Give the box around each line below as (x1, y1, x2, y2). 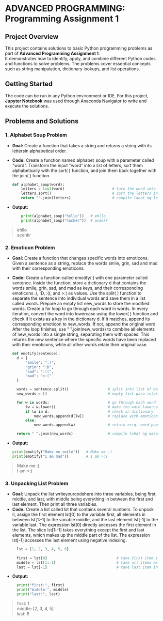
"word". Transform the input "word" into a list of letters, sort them (12, 162, 143, 168)
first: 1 (16, 601, 30, 606)
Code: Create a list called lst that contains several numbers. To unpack (12, 507, 154, 512)
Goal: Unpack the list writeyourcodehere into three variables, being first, (12, 491, 157, 497)
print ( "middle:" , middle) (16, 587, 69, 592)
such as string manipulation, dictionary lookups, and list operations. (5, 66, 140, 72)
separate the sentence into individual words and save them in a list (12, 295, 146, 301)
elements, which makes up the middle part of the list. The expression (12, 532, 150, 538)
